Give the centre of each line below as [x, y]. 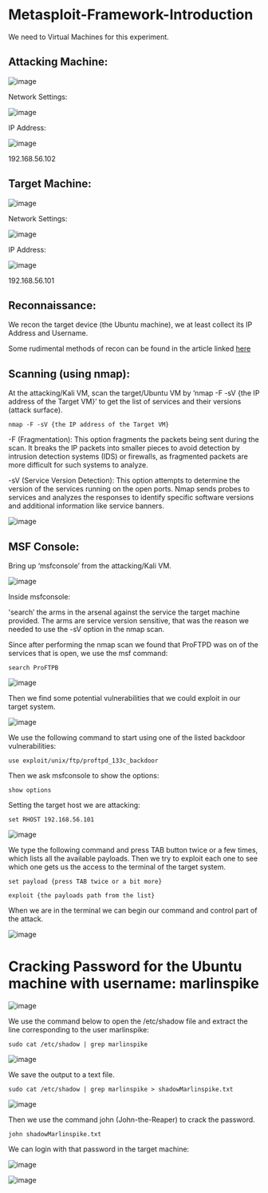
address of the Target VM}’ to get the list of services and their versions [125, 402]
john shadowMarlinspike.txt [55, 1134]
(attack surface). [35, 410]
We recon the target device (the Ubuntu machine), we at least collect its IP [130, 324]
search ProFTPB [33, 668]
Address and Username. [48, 333]
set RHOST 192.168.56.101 [51, 820]
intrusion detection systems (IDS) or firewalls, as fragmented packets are [128, 456]
